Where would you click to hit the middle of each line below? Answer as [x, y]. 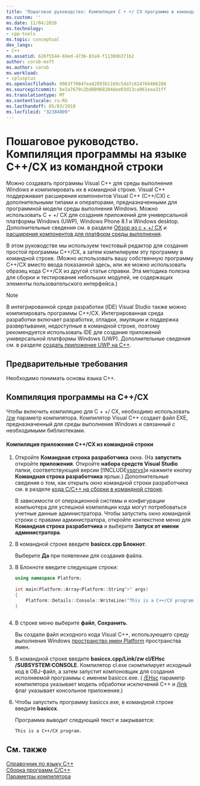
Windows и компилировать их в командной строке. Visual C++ [86, 189]
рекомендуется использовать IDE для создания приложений [84, 332]
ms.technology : [25, 28]
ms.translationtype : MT [36, 95]
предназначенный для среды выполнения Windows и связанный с [91, 424]
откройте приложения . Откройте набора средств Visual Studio [96, 464]
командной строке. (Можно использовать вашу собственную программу [100, 258]
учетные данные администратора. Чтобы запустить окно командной [102, 513]
